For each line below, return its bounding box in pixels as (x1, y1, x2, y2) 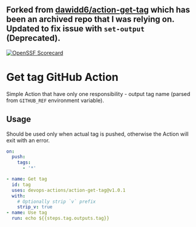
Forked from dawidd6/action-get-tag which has (6, 5, 191, 15)
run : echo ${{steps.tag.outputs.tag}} (11, 216, 110, 222)
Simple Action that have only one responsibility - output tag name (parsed (6, 90, 191, 97)
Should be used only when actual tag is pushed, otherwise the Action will (6, 130, 189, 138)
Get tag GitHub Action (6, 71, 119, 84)
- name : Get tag (6, 176, 47, 182)
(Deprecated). (6, 33, 60, 43)
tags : (17, 159, 31, 165)
